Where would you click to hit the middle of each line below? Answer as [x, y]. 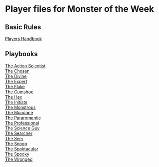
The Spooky [17, 154]
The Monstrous [20, 107]
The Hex [14, 97]
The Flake [15, 86]
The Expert [16, 81]
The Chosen [18, 71]
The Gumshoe [19, 92]
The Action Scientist [25, 66]
